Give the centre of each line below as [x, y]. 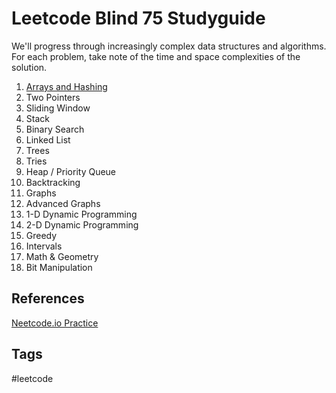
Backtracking [53, 182]
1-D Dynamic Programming [81, 214]
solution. [29, 67]
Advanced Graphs [63, 203]
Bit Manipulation [59, 267]
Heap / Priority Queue [71, 171]
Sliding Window [58, 108]
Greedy [41, 235]
